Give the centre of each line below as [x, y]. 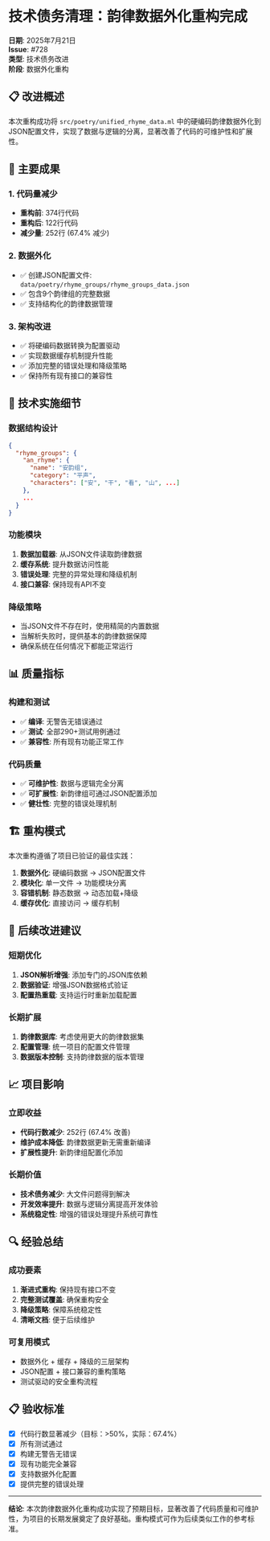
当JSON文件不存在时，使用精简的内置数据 [90, 626]
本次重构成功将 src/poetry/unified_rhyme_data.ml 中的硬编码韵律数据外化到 [135, 121]
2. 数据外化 [30, 256]
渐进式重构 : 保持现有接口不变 [68, 1289]
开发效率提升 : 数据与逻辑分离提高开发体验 [89, 1204]
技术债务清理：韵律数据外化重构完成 [128, 16]
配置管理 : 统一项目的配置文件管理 [75, 1046]
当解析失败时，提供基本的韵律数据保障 [83, 636]
